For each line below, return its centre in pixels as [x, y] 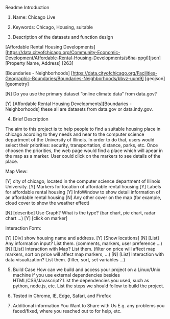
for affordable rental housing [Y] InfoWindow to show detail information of [83, 192]
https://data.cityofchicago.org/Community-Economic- [64, 52]
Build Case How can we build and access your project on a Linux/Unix [87, 269]
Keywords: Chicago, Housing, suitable [53, 27]
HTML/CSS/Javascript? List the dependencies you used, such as [81, 280]
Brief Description [30, 119]
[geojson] [155, 78]
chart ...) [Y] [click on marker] [37, 218]
